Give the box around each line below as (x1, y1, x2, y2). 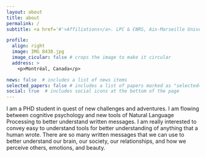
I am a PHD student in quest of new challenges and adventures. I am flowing (6, 105, 199, 112)
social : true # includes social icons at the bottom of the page (6, 88, 180, 94)
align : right (12, 43, 45, 49)
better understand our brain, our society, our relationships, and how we (6, 137, 186, 145)
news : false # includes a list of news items (6, 77, 128, 83)
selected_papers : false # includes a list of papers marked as (6, 82, 172, 89)
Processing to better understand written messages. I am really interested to (6, 118, 197, 126)
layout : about (6, 9, 43, 15)
